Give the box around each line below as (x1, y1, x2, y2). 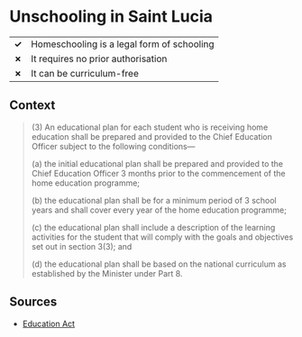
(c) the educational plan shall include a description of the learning (31, 222, 276, 232)
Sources (9, 295, 58, 310)
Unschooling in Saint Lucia (9, 6, 214, 27)
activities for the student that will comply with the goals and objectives (31, 232, 294, 242)
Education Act (22, 318, 75, 329)
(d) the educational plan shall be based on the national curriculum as (31, 259, 287, 269)
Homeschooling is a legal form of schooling (31, 38, 215, 50)
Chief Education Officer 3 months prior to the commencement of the (31, 168, 286, 178)
